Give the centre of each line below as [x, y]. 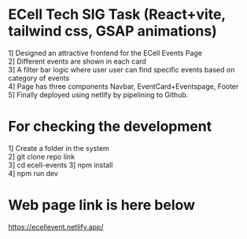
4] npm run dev [33, 173]
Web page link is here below [101, 205]
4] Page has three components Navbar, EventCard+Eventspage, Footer [124, 86]
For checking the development [110, 127]
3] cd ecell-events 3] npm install [61, 165]
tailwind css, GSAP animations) [113, 31]
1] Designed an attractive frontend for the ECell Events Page [105, 53]
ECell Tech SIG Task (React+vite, [117, 15]
